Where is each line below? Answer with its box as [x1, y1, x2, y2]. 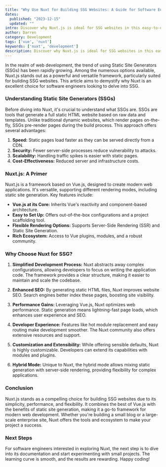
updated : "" [9, 21, 35, 26]
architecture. [12, 207, 39, 213]
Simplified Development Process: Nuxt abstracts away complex [12, 262, 144, 268]
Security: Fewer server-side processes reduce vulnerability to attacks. [12, 147, 157, 153]
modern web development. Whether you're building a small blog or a [5, 411, 145, 417]
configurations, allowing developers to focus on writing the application [12, 267, 156, 273]
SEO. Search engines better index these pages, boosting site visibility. [12, 292, 155, 298]
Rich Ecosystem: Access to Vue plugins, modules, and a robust [12, 233, 142, 239]
